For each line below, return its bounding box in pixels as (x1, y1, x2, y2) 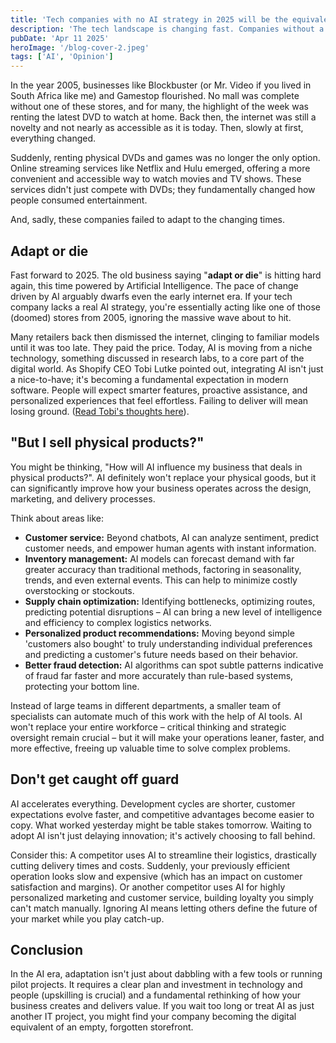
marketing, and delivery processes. (10, 492, 156, 505)
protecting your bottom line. (24, 680, 140, 692)
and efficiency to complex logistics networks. (24, 616, 212, 628)
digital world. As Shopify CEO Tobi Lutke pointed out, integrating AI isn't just (10, 362, 324, 375)
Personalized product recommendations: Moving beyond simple (24, 627, 295, 639)
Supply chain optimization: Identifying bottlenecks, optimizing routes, (24, 595, 316, 607)
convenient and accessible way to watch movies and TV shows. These (10, 173, 302, 185)
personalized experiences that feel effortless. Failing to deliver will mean (10, 394, 309, 406)
